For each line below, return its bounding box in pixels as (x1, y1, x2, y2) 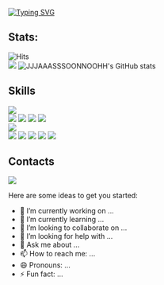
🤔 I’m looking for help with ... (19, 232, 113, 241)
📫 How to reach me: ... (19, 249, 96, 259)
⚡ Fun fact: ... (19, 269, 63, 279)
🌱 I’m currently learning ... (19, 215, 105, 224)
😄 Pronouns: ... (19, 260, 71, 270)
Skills (8, 84, 36, 98)
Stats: (8, 30, 39, 44)
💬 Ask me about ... (19, 240, 80, 250)
